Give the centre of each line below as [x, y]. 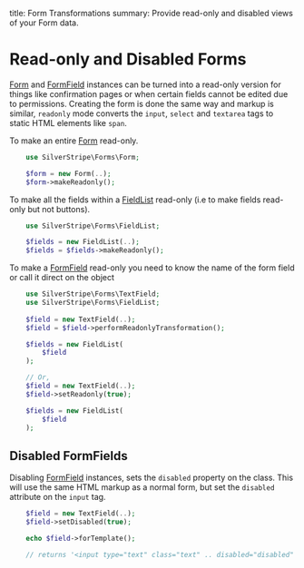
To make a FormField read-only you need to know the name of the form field [152, 268]
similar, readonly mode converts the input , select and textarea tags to [142, 113]
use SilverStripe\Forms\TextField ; [93, 294]
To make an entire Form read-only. [74, 141]
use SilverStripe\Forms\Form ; [83, 157]
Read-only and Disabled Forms [128, 59]
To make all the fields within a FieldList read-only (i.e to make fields [135, 200]
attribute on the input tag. [58, 497]
